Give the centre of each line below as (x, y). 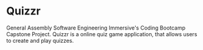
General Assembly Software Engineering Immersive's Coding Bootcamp (96, 28)
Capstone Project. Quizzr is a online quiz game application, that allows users (102, 34)
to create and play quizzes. (40, 40)
